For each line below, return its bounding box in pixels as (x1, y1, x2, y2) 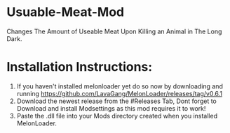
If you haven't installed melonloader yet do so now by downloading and (16, 81, 224, 91)
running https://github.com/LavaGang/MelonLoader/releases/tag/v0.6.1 (16, 89, 222, 97)
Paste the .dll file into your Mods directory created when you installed (16, 111, 218, 120)
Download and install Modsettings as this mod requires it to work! (16, 104, 206, 112)
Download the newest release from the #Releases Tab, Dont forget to (16, 97, 217, 105)
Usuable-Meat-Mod (6, 4, 124, 20)
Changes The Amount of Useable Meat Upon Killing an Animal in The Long (6, 27, 222, 36)
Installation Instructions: (6, 59, 153, 75)
